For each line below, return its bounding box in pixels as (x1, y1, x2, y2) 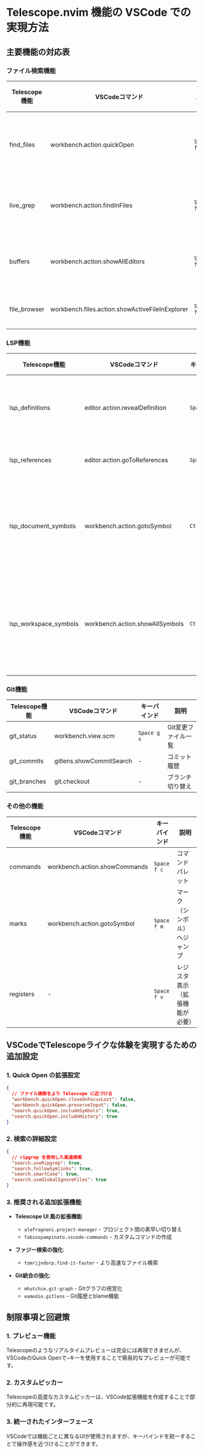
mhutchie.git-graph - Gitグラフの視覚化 (24, 1285, 123, 1292)
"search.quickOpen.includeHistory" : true (11, 1113, 118, 1119)
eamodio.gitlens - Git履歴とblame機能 (24, 1292, 119, 1300)
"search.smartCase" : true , (11, 1171, 80, 1177)
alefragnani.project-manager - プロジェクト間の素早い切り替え (24, 1226, 182, 1233)
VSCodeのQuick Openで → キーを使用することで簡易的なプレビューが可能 (6, 1354, 186, 1361)
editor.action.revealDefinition (84, 404, 167, 412)
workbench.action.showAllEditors (50, 257, 145, 266)
